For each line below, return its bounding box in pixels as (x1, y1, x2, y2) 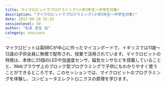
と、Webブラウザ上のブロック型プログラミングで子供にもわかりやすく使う (5, 63, 158, 69)
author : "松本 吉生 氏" (5, 26, 51, 31)
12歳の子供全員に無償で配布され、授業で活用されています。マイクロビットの (5, 51, 161, 57)
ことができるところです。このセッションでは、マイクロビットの (5, 70, 135, 75)
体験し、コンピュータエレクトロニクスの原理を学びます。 (13, 76, 131, 82)
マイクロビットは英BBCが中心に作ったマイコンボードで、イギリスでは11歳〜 (5, 45, 161, 50)
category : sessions (5, 30, 46, 35)
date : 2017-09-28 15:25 (5, 16, 55, 21)
